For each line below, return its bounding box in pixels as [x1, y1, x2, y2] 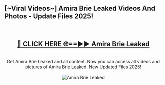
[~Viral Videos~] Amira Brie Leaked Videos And [4, 4, 156, 13]
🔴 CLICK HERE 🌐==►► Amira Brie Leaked [17, 40, 150, 48]
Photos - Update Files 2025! [4, 12, 94, 21]
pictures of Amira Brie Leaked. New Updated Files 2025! [25, 64, 142, 70]
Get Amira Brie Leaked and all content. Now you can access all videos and [6, 58, 160, 64]
